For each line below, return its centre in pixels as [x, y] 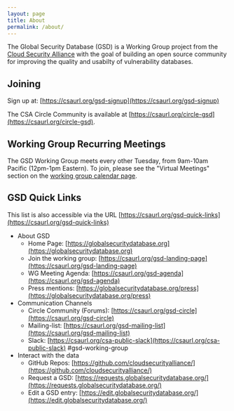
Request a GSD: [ [53, 377]
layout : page [26, 14]
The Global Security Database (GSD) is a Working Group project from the [113, 47]
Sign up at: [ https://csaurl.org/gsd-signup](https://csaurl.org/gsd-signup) [113, 101]
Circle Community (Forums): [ [71, 311]
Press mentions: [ [53, 288]
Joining [24, 84]
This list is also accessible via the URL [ [64, 214]
